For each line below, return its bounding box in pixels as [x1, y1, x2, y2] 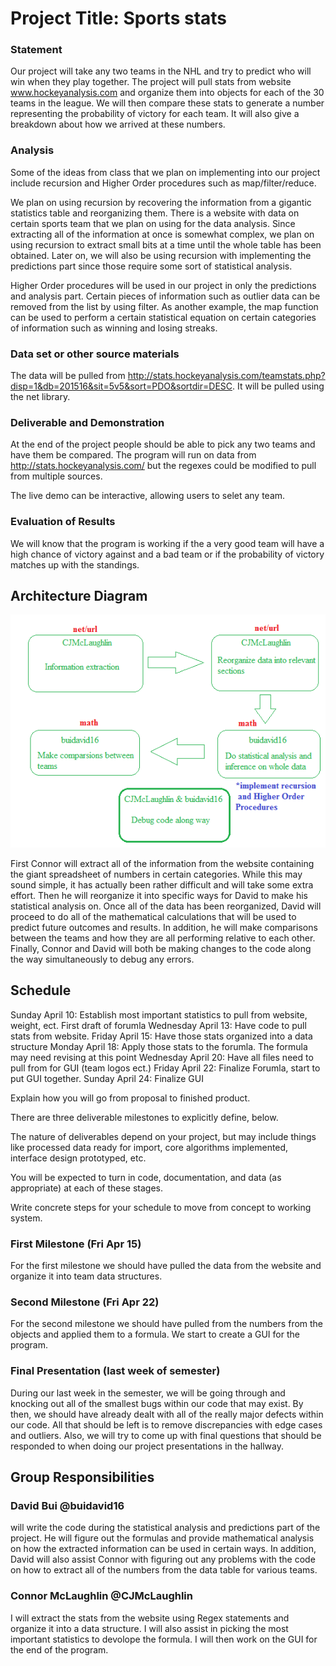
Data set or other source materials [10, 347, 180, 361]
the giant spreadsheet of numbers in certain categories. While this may [10, 868, 303, 881]
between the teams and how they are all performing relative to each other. [10, 932, 316, 944]
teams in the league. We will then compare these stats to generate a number [10, 97, 325, 109]
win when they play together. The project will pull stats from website [10, 76, 292, 88]
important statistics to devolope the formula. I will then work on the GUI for [10, 1633, 318, 1645]
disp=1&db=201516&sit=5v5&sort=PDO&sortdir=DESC [10, 380, 233, 392]
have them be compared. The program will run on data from [10, 449, 257, 461]
